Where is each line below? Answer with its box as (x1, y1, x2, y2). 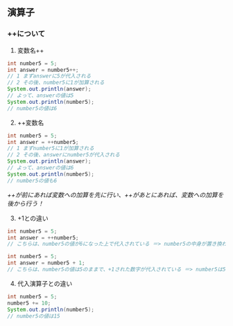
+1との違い (17, 214, 49, 222)
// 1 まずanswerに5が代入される (7, 73, 92, 80)
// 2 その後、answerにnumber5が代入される (7, 152, 120, 159)
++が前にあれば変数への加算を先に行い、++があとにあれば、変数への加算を (7, 190, 224, 199)
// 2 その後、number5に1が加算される (7, 79, 105, 87)
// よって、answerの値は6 (7, 165, 74, 172)
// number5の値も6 (7, 177, 58, 184)
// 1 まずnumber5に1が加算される (7, 145, 95, 152)
